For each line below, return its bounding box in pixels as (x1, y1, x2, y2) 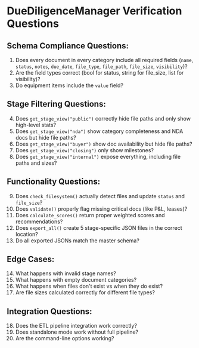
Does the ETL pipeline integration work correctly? (15, 322, 138, 329)
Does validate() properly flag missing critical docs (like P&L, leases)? (15, 205, 188, 213)
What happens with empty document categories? (15, 276, 137, 284)
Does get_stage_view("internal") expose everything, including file (15, 153, 181, 160)
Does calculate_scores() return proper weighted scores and (15, 211, 166, 218)
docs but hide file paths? (15, 134, 76, 141)
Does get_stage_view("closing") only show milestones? (15, 146, 154, 153)
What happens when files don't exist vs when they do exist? (15, 282, 163, 290)
